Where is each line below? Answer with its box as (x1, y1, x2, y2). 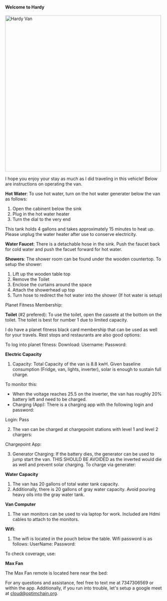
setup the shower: (5, 261, 42, 267)
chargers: (12, 431, 32, 437)
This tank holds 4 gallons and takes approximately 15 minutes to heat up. (5, 226, 155, 232)
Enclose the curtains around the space (12, 281, 92, 287)
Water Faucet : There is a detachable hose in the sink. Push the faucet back (5, 241, 161, 247)
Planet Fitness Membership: (5, 302, 63, 308)
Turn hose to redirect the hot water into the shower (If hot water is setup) (12, 292, 163, 298)
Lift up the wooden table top (12, 271, 71, 277)
